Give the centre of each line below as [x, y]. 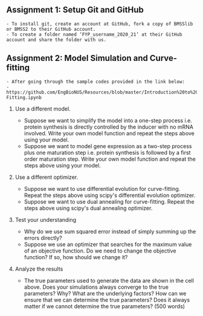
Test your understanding [46, 219]
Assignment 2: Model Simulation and [77, 58]
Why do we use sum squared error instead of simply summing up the [110, 231]
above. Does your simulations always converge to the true [96, 287]
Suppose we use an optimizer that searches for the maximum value [108, 244]
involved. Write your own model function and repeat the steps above [109, 133]
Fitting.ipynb [24, 97]
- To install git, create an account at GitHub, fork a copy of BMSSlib [100, 24]
